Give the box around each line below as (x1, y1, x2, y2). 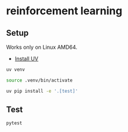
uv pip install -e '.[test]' (6, 88, 78, 94)
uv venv (6, 67, 25, 73)
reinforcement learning (6, 4, 123, 18)
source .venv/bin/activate (6, 77, 73, 83)
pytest (6, 120, 23, 126)
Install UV (14, 55, 39, 62)
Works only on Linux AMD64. (6, 43, 78, 51)
